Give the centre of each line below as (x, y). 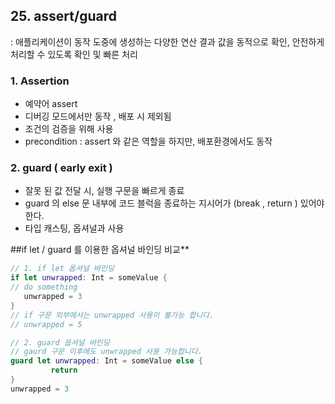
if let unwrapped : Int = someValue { (89, 278)
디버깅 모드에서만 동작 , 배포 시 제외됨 (98, 116)
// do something (44, 287)
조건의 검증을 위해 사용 (69, 129)
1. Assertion (40, 81)
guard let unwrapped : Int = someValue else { (106, 361)
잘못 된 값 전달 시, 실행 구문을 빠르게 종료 (104, 191)
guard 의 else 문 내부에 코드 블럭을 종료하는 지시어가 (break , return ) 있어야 (174, 203)
